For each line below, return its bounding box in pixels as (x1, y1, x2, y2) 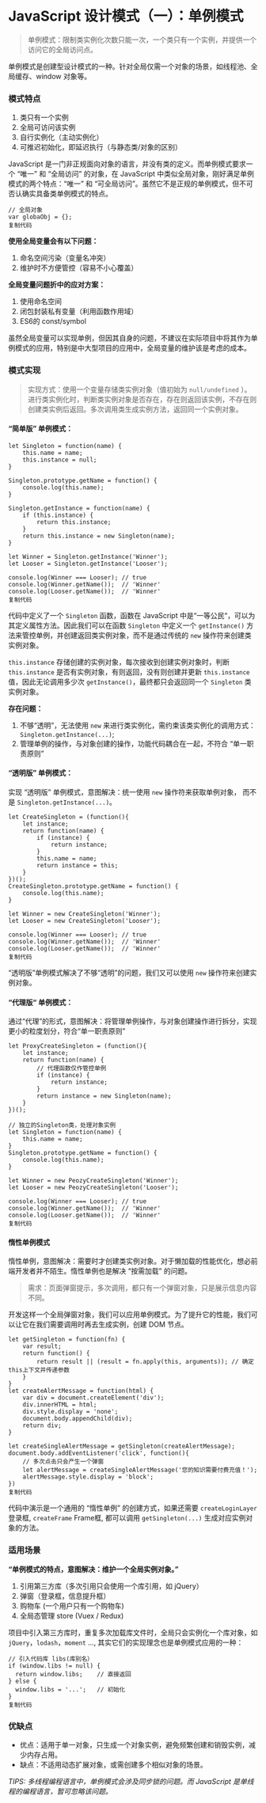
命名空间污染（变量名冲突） (19, 253, 111, 263)
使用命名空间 (19, 297, 62, 306)
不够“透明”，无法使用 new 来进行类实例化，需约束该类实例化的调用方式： (19, 720, 256, 730)
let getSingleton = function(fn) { (8, 1335, 126, 1344)
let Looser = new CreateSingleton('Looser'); (8, 917, 161, 924)
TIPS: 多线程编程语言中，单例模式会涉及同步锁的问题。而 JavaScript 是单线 (8, 1776, 255, 1786)
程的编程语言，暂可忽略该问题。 (8, 1786, 112, 1796)
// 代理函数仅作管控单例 (36, 1065, 107, 1072)
